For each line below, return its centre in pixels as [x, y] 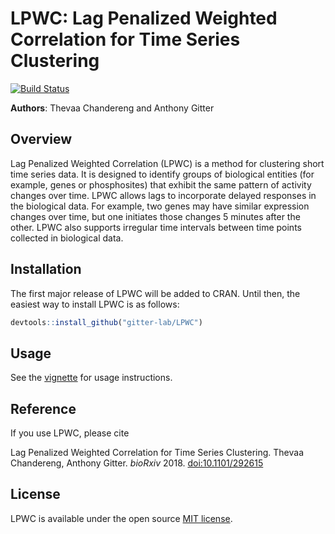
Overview [41, 139]
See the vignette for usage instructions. [91, 378]
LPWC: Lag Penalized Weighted [144, 18]
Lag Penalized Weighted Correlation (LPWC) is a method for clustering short [167, 163]
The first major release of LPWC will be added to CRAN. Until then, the [155, 293]
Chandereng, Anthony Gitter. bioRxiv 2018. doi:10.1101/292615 [137, 463]
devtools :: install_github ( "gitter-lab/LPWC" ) [106, 322]
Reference [43, 408]
